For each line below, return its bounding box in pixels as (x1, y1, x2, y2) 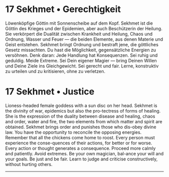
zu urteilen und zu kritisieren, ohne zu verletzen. (5, 68, 106, 74)
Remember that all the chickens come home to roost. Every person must (5, 134, 155, 140)
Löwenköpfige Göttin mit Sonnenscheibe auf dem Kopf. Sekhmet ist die (5, 20, 153, 26)
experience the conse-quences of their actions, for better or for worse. (5, 140, 152, 146)
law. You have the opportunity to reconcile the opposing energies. (5, 129, 142, 135)
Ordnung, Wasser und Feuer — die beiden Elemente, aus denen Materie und (5, 36, 163, 42)
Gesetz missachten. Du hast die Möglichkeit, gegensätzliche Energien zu (5, 47, 156, 53)
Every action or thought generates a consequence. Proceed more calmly (5, 145, 156, 151)
